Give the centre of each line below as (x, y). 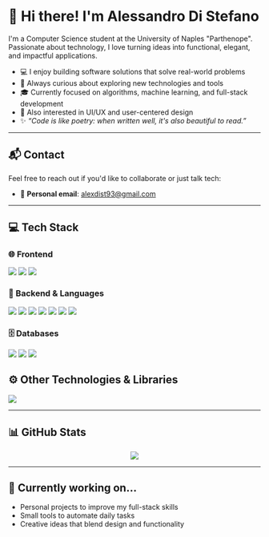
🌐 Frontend (31, 254)
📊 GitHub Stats (47, 432)
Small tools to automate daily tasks (77, 515)
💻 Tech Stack (44, 228)
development (42, 103)
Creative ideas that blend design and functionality (102, 524)
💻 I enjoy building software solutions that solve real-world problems (132, 71)
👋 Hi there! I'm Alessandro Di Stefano (134, 16)
